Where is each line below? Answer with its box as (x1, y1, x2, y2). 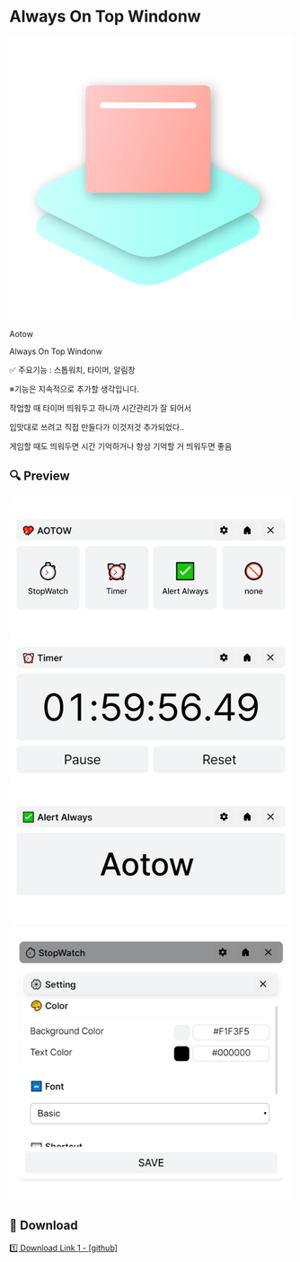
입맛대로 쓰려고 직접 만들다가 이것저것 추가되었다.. (9, 421, 185, 432)
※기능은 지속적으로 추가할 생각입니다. (9, 384, 139, 394)
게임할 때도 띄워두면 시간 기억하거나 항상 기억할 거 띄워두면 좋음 (9, 440, 233, 451)
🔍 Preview (9, 469, 70, 484)
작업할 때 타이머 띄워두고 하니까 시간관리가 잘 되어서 (9, 402, 191, 413)
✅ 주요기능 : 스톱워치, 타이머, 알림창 (9, 364, 136, 375)
